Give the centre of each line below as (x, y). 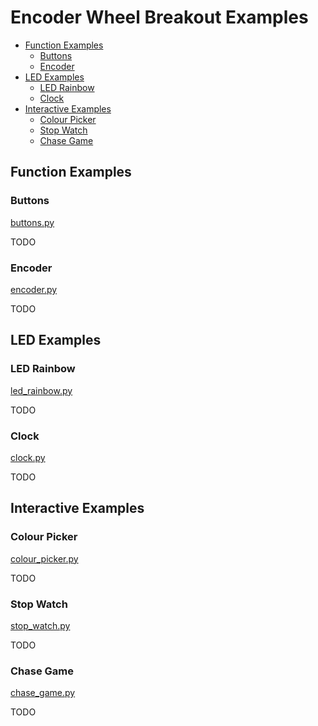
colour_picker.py (44, 558)
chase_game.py (43, 693)
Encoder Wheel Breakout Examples (159, 17)
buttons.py (32, 222)
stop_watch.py (40, 625)
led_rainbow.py (41, 390)
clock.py (28, 457)
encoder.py (34, 289)
